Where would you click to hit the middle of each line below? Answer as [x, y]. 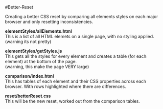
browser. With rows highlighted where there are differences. [66, 87]
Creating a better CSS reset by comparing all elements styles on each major [81, 16]
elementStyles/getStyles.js [34, 51]
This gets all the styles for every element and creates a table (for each [76, 56]
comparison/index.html [30, 76]
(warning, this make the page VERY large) [47, 66]
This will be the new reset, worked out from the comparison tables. [73, 101]
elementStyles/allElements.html [39, 31]
